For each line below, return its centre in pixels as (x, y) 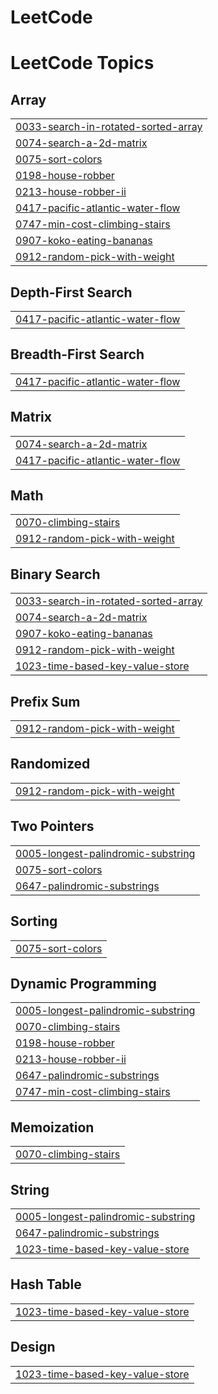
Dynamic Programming (83, 983)
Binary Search (55, 574)
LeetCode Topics (82, 63)
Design (33, 1347)
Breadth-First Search (77, 354)
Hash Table (46, 1284)
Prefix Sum (45, 701)
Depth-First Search (71, 292)
